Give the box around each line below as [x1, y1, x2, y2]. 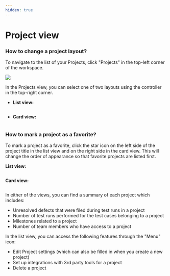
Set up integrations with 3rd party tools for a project [12, 260, 123, 266]
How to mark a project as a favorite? [5, 131, 96, 138]
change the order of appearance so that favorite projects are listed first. [5, 154, 156, 160]
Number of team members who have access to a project [12, 223, 132, 230]
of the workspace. [5, 65, 44, 71]
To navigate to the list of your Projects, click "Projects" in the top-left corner [5, 59, 165, 65]
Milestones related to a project [12, 218, 77, 224]
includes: [5, 197, 25, 204]
